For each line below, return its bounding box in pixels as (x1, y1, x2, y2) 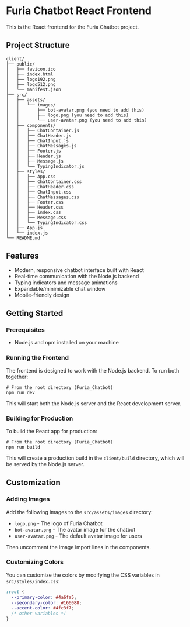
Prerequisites (6, 326, 45, 334)
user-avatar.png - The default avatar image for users (14, 532, 142, 539)
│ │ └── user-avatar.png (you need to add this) (6, 117, 147, 123)
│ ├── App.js (6, 225, 43, 230)
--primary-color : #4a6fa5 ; (11, 594, 77, 600)
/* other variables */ (11, 611, 66, 616)
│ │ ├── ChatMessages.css (6, 194, 80, 200)
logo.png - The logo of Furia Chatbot (14, 519, 103, 527)
